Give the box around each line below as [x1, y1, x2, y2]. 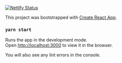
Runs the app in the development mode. [5, 37, 87, 43]
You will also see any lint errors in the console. [5, 52, 101, 58]
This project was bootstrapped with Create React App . [5, 14, 117, 20]
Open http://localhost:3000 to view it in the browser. [5, 42, 113, 48]
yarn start [5, 26, 31, 32]
